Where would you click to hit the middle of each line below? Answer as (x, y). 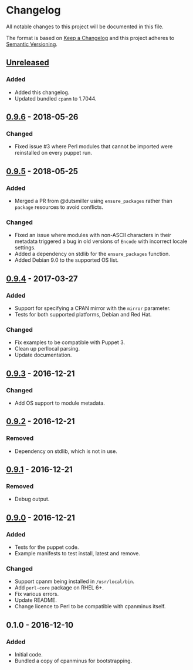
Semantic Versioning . (32, 44)
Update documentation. (43, 355)
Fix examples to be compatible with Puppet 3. (70, 342)
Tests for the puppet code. (47, 547)
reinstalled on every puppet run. (53, 153)
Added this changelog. (42, 92)
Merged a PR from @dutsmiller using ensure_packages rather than (93, 201)
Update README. (36, 600)
